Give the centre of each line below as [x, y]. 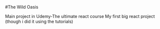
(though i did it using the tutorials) [39, 22]
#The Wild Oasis [22, 7]
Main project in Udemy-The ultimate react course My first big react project [80, 16]
